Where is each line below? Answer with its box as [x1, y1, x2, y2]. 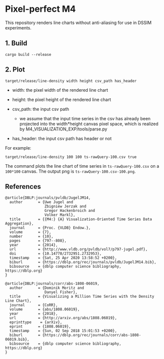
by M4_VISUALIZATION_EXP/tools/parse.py [19, 126, 108, 132]
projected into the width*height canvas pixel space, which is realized [19, 121, 159, 127]
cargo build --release [5, 52, 51, 57]
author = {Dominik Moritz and [9, 285, 84, 290]
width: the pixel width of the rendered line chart [12, 87, 109, 93]
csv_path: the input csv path [12, 106, 70, 112]
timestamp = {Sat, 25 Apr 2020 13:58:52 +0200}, [9, 256, 117, 260]
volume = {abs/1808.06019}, [9, 307, 80, 312]
